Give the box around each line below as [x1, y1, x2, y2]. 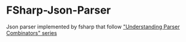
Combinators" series [6, 29, 57, 36]
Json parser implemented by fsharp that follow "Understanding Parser [6, 23, 180, 30]
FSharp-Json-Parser [6, 4, 111, 17]
